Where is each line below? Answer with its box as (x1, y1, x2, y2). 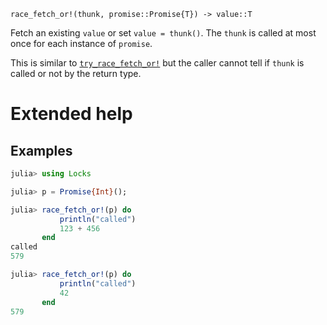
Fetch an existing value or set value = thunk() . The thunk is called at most (10, 27, 317, 39)
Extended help (10, 103, 133, 125)
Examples (10, 142, 73, 159)
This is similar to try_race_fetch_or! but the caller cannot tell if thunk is (10, 57, 305, 69)
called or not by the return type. (10, 68, 142, 79)
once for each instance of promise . (10, 38, 153, 49)
